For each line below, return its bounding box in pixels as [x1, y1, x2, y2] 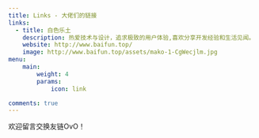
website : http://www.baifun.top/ [22, 41, 133, 49]
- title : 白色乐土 [15, 26, 71, 34]
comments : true [8, 99, 59, 107]
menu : [8, 56, 26, 64]
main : [22, 63, 41, 71]
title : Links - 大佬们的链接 [8, 11, 97, 20]
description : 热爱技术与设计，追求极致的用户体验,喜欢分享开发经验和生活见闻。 [22, 33, 255, 42]
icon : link [50, 84, 87, 93]
